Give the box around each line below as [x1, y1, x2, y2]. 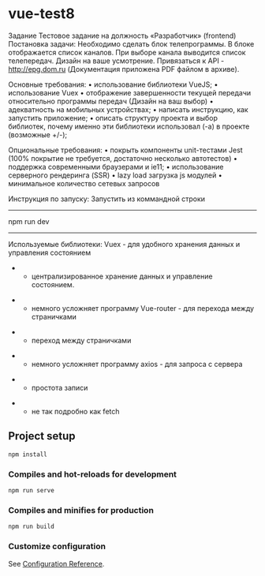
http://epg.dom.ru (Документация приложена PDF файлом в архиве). [8, 64, 240, 73]
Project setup [8, 429, 77, 443]
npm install [8, 451, 47, 458]
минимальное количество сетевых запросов [8, 178, 160, 188]
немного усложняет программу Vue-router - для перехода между [31, 303, 255, 312]
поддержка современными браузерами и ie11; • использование [8, 162, 224, 171]
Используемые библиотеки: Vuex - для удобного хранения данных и [8, 239, 241, 249]
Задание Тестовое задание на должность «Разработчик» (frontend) [8, 31, 237, 40]
